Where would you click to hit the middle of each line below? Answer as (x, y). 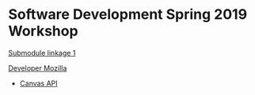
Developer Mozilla (38, 68)
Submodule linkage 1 (42, 53)
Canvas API (38, 83)
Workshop (43, 31)
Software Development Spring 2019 (128, 15)
